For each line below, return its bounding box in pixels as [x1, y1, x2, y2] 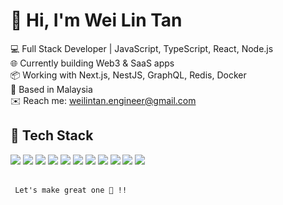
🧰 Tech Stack [10, 127, 94, 144]
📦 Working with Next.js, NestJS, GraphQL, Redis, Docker [10, 69, 247, 81]
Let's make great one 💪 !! [14, 185, 128, 195]
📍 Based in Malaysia [10, 83, 93, 95]
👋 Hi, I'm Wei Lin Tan [10, 9, 183, 32]
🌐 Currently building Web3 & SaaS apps [10, 57, 175, 69]
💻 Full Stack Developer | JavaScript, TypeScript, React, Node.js [10, 42, 274, 54]
